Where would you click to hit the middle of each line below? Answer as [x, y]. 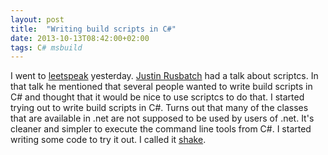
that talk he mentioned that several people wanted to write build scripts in [161, 87]
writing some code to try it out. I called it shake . [108, 140]
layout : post [37, 19]
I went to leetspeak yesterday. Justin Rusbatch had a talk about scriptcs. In [164, 76]
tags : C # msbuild [46, 47]
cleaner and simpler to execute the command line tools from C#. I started [161, 129]
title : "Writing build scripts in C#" [93, 29]
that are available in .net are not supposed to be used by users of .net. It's [162, 118]
